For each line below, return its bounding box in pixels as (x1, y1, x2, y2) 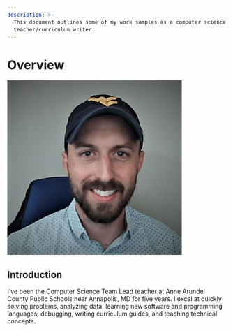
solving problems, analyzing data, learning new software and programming (7, 302, 223, 311)
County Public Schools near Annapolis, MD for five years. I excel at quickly (7, 295, 222, 303)
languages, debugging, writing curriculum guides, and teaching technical (7, 309, 218, 318)
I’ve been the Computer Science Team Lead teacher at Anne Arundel (7, 287, 206, 296)
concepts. (7, 317, 36, 325)
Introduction (7, 269, 63, 281)
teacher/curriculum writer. (13, 26, 96, 33)
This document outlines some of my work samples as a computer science (13, 18, 227, 26)
